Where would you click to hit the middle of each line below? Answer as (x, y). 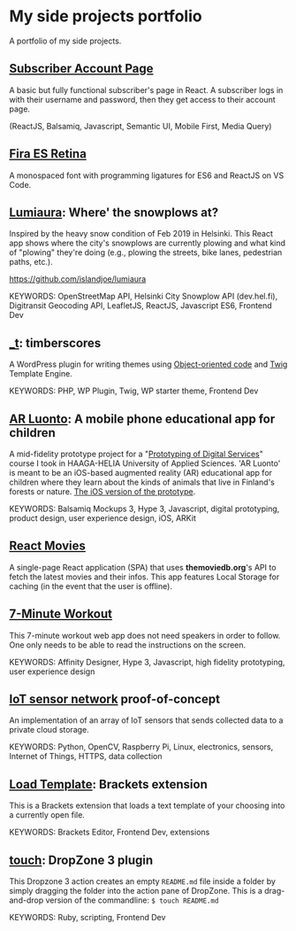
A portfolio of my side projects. (65, 41)
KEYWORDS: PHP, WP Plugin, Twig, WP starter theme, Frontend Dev (134, 391)
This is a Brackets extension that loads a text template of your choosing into (147, 806)
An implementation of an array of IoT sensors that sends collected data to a (146, 720)
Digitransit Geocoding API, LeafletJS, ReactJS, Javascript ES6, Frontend (140, 306)
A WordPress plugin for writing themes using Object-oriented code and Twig (148, 364)
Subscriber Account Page (81, 69)
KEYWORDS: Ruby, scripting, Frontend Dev (87, 918)
